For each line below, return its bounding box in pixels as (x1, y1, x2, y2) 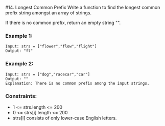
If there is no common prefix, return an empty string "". (5, 20, 121, 26)
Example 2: (5, 60, 34, 67)
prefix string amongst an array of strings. (5, 10, 92, 16)
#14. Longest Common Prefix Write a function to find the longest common (5, 5, 160, 10)
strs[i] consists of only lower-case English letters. (12, 115, 117, 121)
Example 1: (5, 32, 33, 39)
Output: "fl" (5, 48, 33, 54)
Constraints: (5, 92, 37, 99)
